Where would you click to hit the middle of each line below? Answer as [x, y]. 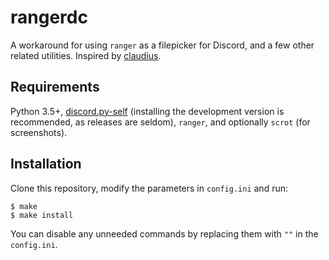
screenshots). [39, 132]
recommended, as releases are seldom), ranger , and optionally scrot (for [160, 122]
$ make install [42, 215]
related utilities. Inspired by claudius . [86, 55]
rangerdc [49, 17]
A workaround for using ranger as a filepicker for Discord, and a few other [162, 45]
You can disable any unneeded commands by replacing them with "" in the [164, 233]
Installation [46, 164]
